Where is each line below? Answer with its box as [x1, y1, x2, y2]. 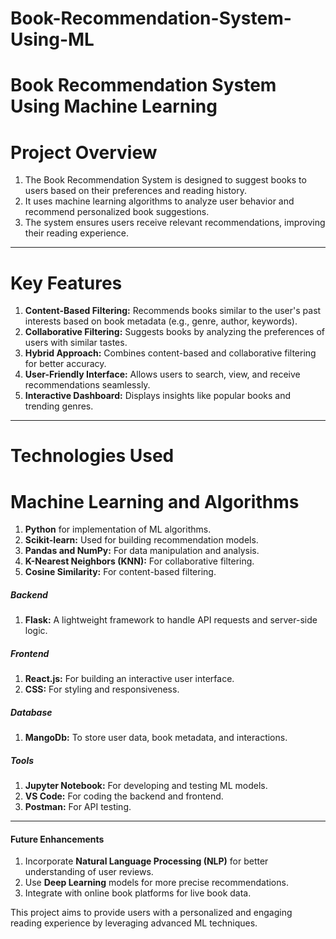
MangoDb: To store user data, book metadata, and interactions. [24, 732, 288, 744]
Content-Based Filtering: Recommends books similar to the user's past [24, 305, 322, 317]
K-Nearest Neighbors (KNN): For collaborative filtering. [24, 555, 255, 567]
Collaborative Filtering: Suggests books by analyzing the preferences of [24, 326, 325, 338]
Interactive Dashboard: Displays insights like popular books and [24, 390, 292, 402]
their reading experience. [24, 227, 130, 239]
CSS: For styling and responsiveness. [24, 683, 180, 696]
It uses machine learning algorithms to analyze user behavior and [24, 195, 295, 207]
